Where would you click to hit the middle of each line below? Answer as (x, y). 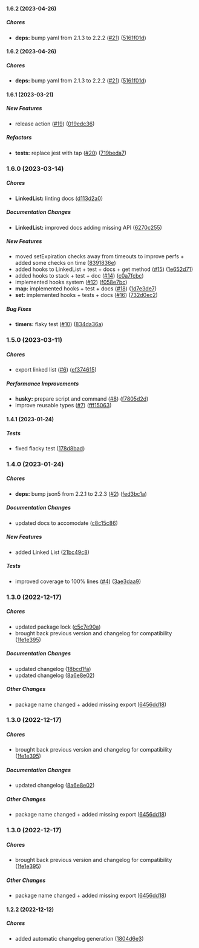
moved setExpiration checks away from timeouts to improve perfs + (99, 256)
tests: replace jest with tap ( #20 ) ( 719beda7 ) (71, 153)
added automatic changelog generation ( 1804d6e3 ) (79, 938)
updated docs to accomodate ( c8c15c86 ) (66, 523)
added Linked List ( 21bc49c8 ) (52, 552)
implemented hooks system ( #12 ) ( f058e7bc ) (71, 282)
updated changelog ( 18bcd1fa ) (53, 669)
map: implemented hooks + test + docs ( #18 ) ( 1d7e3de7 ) (86, 289)
